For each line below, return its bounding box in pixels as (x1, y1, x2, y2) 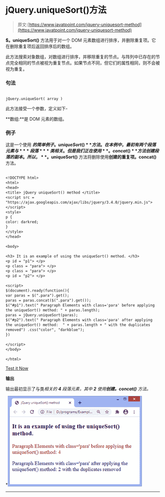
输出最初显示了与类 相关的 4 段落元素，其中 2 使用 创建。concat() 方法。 (5, 386, 151, 392)
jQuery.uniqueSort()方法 (5, 4, 107, 16)
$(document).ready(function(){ (5, 288, 70, 293)
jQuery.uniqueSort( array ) (5, 97, 63, 101)
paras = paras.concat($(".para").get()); (5, 298, 92, 303)
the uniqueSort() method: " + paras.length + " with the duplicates (5, 322, 151, 327)
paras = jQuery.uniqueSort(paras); (5, 312, 78, 318)
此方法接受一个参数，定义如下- (5, 106, 68, 112)
